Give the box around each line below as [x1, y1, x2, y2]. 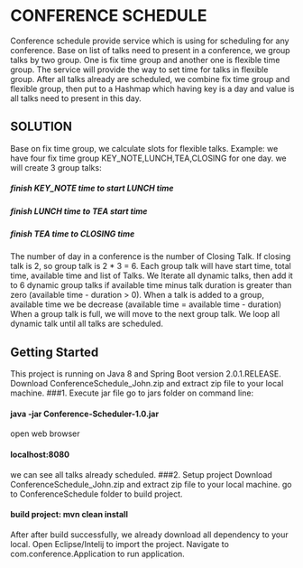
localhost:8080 [10, 449, 70, 461]
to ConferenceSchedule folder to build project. [10, 489, 183, 499]
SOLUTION [10, 119, 73, 135]
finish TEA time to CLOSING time [10, 228, 135, 239]
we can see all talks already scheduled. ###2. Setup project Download [10, 469, 273, 480]
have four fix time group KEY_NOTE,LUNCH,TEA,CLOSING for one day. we [10, 153, 287, 163]
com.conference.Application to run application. [10, 548, 186, 559]
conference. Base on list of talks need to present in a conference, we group [10, 44, 291, 55]
